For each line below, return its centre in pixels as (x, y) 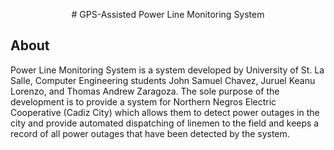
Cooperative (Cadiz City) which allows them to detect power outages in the (165, 112)
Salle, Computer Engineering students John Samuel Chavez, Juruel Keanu (163, 80)
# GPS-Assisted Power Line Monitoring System (168, 14)
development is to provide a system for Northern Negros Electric (143, 101)
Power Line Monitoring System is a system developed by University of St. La (167, 70)
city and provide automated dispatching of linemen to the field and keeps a (165, 123)
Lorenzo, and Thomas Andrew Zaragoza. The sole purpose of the (145, 91)
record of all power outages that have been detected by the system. (150, 133)
